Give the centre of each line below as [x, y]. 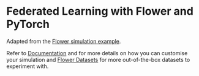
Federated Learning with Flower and [100, 11]
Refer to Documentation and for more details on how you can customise [97, 53]
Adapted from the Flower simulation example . [64, 41]
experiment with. [28, 66]
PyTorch [28, 24]
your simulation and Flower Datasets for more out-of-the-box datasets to [98, 59]
